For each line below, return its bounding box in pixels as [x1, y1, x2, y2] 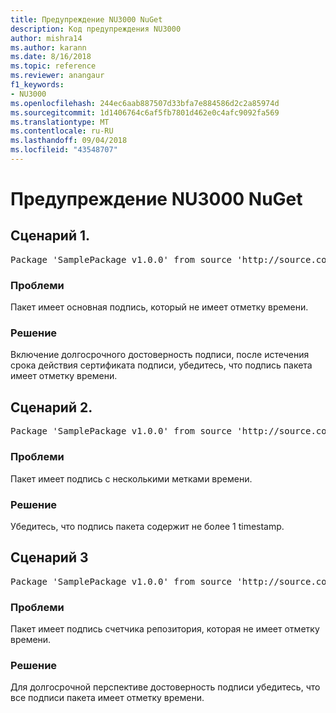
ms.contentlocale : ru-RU [10, 126, 114, 136]
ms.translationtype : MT [10, 117, 110, 127]
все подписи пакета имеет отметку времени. [10, 692, 205, 704]
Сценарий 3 [10, 549, 89, 566]
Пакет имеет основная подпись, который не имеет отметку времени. [10, 301, 309, 313]
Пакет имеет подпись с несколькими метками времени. [10, 472, 253, 485]
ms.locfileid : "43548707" [10, 145, 118, 155]
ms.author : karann [10, 42, 87, 53]
